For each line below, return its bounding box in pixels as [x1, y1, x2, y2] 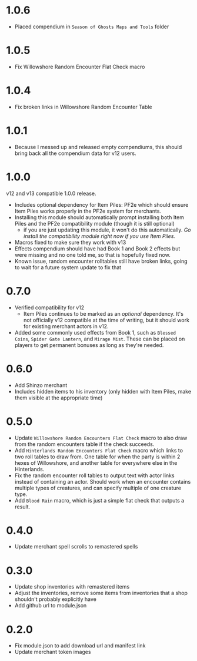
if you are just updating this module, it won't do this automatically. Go [23, 226, 191, 233]
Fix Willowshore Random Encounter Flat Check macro [14, 63, 145, 70]
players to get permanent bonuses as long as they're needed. [14, 341, 164, 348]
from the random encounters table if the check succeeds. [14, 440, 155, 448]
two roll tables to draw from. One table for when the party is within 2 [14, 453, 181, 460]
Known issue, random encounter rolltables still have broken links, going [14, 257, 188, 265]
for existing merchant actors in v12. [23, 322, 109, 330]
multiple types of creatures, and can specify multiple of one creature [14, 484, 181, 491]
